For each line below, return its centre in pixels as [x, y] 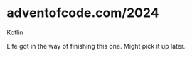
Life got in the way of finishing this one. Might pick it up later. [96, 46]
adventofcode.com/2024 [83, 13]
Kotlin [15, 32]
